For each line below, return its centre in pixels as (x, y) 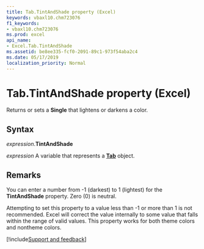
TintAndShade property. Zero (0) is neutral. (62, 197)
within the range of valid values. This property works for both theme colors (101, 221)
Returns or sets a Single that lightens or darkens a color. (77, 110)
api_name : (19, 40)
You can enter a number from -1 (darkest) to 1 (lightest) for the (85, 190)
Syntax (20, 129)
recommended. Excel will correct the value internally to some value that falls (102, 215)
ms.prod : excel (26, 35)
